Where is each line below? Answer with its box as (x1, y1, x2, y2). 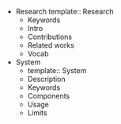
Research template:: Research (15, 7, 114, 16)
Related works (27, 41, 75, 50)
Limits (27, 108, 47, 118)
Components (27, 91, 70, 100)
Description (27, 75, 66, 83)
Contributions (27, 32, 73, 41)
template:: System (27, 66, 87, 75)
